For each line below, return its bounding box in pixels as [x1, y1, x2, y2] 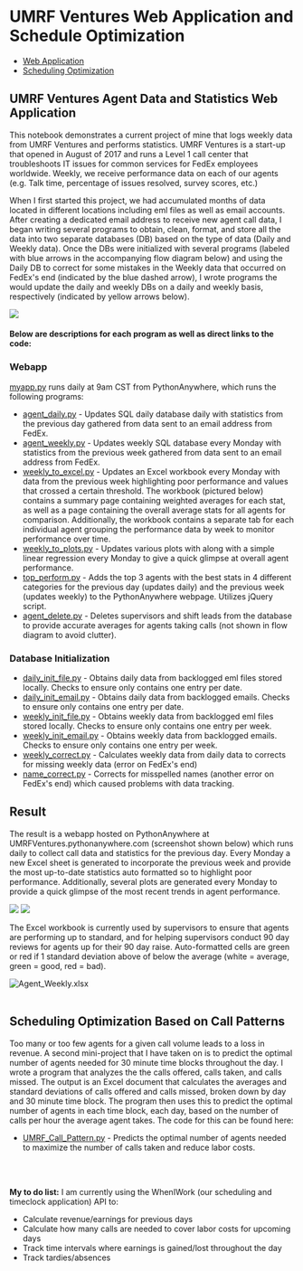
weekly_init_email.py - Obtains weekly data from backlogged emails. [22, 730, 278, 740]
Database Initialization [9, 652, 110, 664]
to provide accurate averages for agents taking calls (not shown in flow [22, 619, 288, 630]
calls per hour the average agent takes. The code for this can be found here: [9, 1115, 294, 1125]
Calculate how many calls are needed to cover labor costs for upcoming [22, 1223, 291, 1234]
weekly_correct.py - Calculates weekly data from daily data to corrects [22, 748, 287, 760]
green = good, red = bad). [9, 960, 107, 971]
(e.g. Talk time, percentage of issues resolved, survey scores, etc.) [9, 177, 259, 188]
